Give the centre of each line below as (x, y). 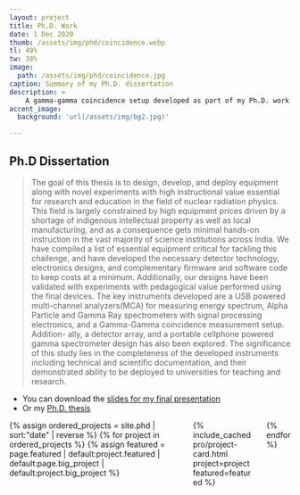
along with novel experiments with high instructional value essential (155, 192)
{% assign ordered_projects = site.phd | (83, 425)
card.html (211, 454)
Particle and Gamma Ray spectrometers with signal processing (146, 315)
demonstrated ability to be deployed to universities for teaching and (156, 372)
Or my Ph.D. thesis (56, 408)
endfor (279, 434)
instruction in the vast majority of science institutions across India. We (160, 239)
